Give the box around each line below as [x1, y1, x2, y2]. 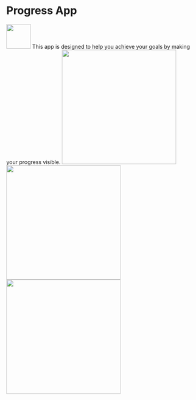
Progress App [6, 4, 77, 18]
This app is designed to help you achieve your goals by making [32, 43, 191, 50]
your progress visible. [6, 158, 61, 165]
